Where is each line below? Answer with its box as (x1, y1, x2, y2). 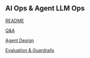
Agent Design (5, 37, 34, 43)
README (5, 17, 25, 23)
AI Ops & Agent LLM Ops (5, 4, 85, 13)
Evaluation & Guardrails (5, 47, 55, 53)
